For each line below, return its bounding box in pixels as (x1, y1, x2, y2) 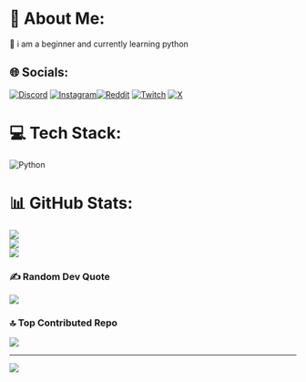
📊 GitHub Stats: (9, 192, 134, 213)
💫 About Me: (9, 8, 106, 29)
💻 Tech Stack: (9, 122, 122, 143)
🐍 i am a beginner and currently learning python (9, 38, 189, 49)
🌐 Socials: (9, 65, 69, 80)
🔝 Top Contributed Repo (9, 316, 118, 329)
